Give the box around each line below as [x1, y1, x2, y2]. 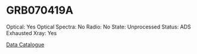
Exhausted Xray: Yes [6, 29, 57, 36]
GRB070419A [6, 4, 74, 17]
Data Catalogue [6, 41, 45, 48]
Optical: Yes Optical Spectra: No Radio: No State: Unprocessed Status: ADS [6, 23, 192, 30]
